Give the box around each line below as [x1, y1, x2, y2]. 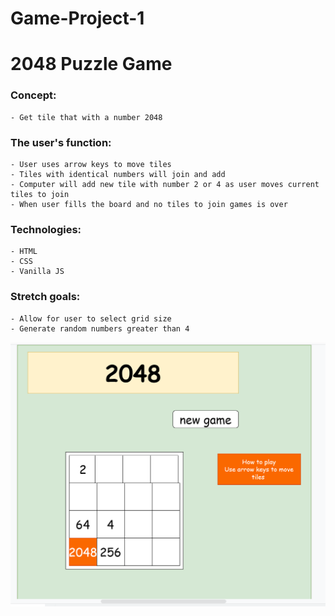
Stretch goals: [10, 290, 81, 304]
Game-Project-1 [10, 7, 145, 30]
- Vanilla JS [10, 267, 65, 277]
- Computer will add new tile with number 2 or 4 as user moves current [10, 179, 320, 189]
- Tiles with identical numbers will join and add [10, 169, 226, 179]
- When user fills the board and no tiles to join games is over [10, 199, 288, 209]
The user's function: [10, 135, 112, 149]
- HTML [10, 247, 38, 257]
